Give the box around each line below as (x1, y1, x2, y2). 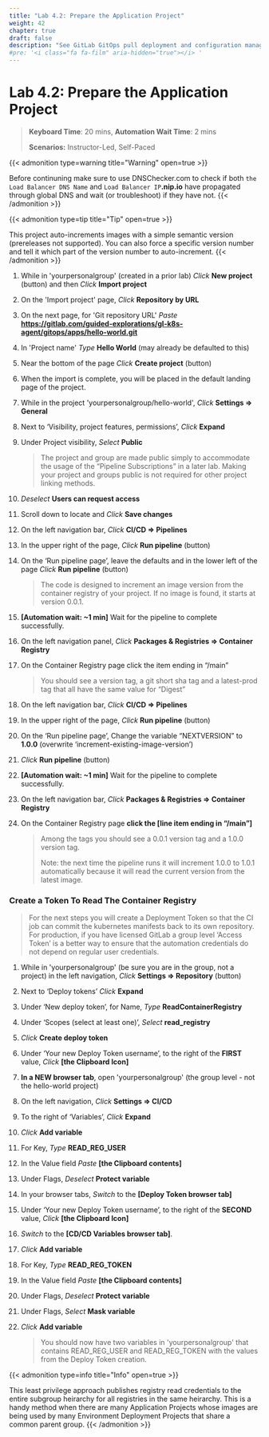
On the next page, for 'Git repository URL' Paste (20, 310, 178, 320)
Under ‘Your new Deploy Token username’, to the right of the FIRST (20, 1049, 243, 1059)
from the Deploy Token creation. (40, 1355, 147, 1364)
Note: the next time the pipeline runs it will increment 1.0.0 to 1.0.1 (40, 858, 255, 867)
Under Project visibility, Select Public (20, 437, 143, 446)
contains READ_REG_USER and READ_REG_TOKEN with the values (40, 1346, 259, 1356)
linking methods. (40, 478, 96, 488)
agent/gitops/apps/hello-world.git (20, 327, 138, 337)
